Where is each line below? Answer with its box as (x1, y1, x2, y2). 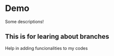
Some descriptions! (5, 19, 44, 24)
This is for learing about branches (5, 33, 110, 41)
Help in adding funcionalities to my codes (5, 45, 88, 51)
